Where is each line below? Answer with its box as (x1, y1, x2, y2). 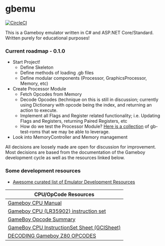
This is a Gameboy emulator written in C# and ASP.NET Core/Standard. (5, 29, 154, 35)
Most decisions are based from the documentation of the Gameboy (5, 150, 146, 156)
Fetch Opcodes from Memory (20, 91, 82, 97)
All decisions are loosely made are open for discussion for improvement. (5, 144, 156, 150)
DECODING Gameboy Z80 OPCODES (8, 232, 96, 239)
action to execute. (20, 107, 58, 114)
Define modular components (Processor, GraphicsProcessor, (20, 75, 147, 81)
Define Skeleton (20, 64, 54, 71)
